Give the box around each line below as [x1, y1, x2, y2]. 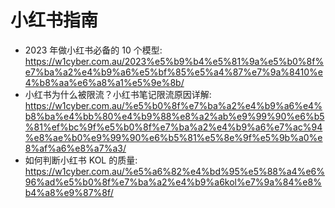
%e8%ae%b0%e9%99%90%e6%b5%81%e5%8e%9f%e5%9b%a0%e [24, 131, 323, 143]
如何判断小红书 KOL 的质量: [24, 154, 138, 166]
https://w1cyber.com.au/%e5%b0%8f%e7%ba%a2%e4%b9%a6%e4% [24, 99, 323, 111]
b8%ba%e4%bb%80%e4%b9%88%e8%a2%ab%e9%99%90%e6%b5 [24, 110, 325, 122]
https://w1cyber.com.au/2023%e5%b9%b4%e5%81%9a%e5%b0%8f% [24, 55, 325, 67]
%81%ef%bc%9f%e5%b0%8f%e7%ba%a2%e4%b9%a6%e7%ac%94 [24, 121, 323, 133]
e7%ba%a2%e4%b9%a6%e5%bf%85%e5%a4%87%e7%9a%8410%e [24, 66, 323, 78]
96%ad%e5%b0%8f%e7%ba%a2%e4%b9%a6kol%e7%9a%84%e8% [24, 176, 322, 188]
